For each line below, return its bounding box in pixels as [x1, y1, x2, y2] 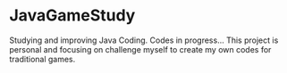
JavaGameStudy [9, 5, 136, 26]
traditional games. [9, 53, 76, 64]
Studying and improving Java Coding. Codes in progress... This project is [9, 35, 279, 45]
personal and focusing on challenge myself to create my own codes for [9, 44, 272, 54]
